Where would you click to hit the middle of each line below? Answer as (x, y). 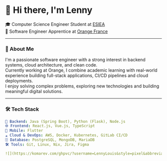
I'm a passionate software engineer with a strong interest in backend (75, 60)
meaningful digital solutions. (34, 91)
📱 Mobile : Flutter (24, 131)
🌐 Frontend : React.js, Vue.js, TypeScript (50, 126)
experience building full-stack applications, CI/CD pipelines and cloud (77, 76)
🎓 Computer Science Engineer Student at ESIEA (55, 24)
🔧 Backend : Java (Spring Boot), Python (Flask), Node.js (65, 121)
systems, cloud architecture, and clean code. (51, 65)
